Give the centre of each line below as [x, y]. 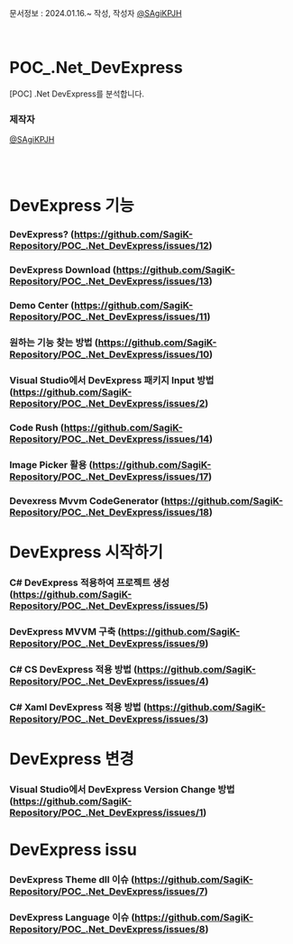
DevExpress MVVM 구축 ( [65, 631]
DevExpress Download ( [63, 270]
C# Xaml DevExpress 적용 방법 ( [78, 707]
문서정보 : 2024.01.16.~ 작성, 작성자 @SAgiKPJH [96, 13]
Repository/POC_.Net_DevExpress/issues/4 [107, 681]
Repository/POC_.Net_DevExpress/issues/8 [107, 929]
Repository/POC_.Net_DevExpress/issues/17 [109, 476]
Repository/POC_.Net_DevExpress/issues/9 [107, 643]
